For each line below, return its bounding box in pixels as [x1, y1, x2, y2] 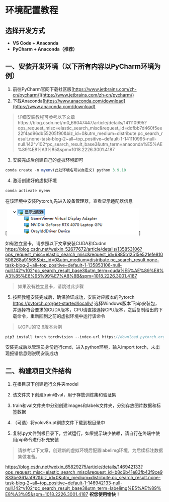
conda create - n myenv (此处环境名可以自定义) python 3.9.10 [5, 167, 126, 172]
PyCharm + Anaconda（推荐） [12, 46, 77, 52]
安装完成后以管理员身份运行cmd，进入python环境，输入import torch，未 [5, 344, 156, 350]
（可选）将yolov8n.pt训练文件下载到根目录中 [12, 420, 106, 426]
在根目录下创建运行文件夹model [12, 381, 79, 387]
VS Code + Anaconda [12, 40, 59, 46]
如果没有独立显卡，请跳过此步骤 [17, 283, 84, 289]
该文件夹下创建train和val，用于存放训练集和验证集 [12, 392, 117, 398]
